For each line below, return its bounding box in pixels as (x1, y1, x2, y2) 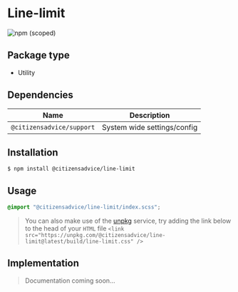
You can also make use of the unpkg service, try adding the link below (24, 216, 232, 226)
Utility (17, 68, 36, 76)
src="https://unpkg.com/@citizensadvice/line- (24, 232, 166, 239)
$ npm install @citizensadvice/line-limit (7, 166, 135, 173)
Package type (7, 49, 70, 61)
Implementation (7, 257, 80, 269)
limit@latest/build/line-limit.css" (24, 238, 134, 246)
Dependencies (7, 89, 73, 101)
